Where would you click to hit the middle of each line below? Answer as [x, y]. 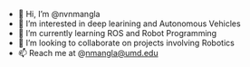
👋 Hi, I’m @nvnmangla [59, 14]
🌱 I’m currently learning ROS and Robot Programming [117, 33]
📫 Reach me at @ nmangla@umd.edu [88, 53]
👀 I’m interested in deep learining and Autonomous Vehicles [130, 24]
